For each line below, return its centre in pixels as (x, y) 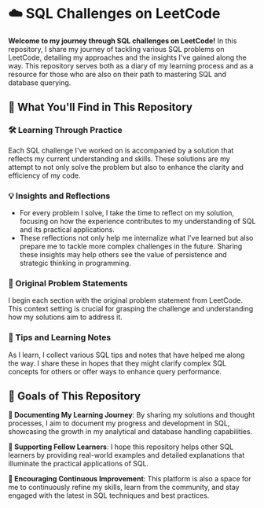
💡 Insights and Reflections (59, 196)
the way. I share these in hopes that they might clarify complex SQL (117, 363)
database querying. (40, 83)
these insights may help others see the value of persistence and (123, 254)
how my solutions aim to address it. (66, 317)
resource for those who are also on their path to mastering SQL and (117, 74)
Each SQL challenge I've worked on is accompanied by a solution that (121, 150)
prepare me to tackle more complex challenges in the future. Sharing (131, 246)
